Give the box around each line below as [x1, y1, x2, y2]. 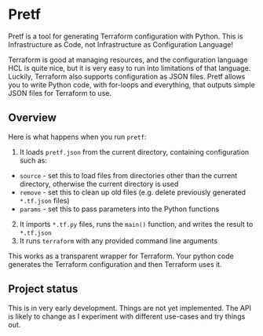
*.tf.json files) [19, 195, 70, 205]
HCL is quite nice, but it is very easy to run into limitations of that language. [8, 63, 251, 72]
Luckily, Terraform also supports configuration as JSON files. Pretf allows [8, 71, 246, 81]
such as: [19, 155, 47, 165]
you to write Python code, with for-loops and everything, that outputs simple [8, 80, 255, 89]
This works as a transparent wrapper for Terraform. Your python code [8, 251, 234, 261]
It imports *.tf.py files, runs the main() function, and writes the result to [19, 219, 254, 228]
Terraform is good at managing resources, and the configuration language [8, 55, 248, 64]
